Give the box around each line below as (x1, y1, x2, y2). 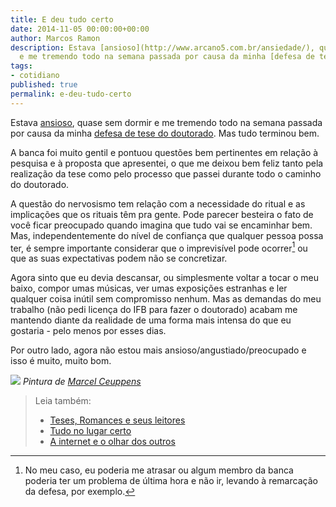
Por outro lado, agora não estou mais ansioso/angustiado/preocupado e (10, 344, 307, 356)
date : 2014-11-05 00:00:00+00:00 (10, 24, 150, 34)
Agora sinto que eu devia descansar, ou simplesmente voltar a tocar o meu (10, 272, 319, 284)
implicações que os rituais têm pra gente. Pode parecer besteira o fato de (10, 208, 314, 220)
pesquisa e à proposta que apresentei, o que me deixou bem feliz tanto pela (10, 157, 324, 169)
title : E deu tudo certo (10, 14, 114, 25)
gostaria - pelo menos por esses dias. (10, 325, 167, 337)
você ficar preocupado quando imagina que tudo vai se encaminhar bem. (10, 219, 313, 231)
